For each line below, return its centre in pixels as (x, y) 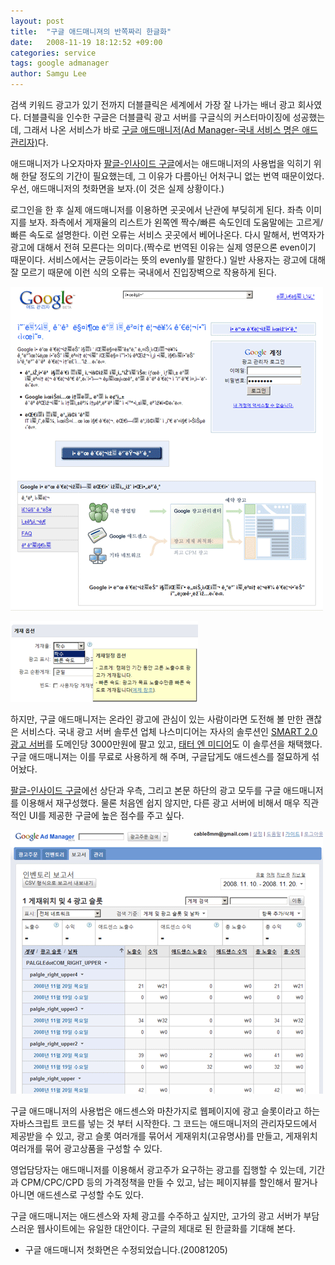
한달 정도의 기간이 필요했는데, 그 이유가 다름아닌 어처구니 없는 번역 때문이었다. (172, 176)
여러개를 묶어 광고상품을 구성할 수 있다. (86, 1148)
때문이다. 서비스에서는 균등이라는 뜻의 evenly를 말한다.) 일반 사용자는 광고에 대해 (168, 259)
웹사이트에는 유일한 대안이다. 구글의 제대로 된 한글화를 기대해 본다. (166, 1228)
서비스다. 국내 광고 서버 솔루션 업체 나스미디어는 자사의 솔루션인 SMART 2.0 (169, 731)
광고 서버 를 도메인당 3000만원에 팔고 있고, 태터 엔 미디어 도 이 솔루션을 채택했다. (166, 744)
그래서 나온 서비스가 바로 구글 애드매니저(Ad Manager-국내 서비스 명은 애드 (170, 129)
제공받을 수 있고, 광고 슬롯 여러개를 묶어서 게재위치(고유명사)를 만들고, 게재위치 (164, 1136)
